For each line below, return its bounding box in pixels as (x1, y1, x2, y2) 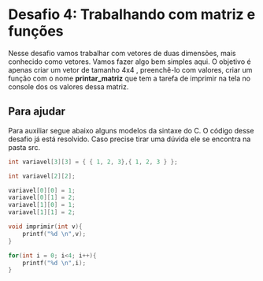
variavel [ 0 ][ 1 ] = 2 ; (8, 193, 76, 202)
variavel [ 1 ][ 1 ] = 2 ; (8, 208, 76, 216)
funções (8, 22, 65, 40)
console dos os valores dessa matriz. (8, 81, 129, 92)
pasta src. (8, 142, 41, 152)
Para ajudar (8, 105, 65, 118)
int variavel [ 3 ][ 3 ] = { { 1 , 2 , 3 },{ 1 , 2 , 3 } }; (8, 158, 179, 166)
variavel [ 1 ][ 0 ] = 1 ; (8, 201, 76, 209)
